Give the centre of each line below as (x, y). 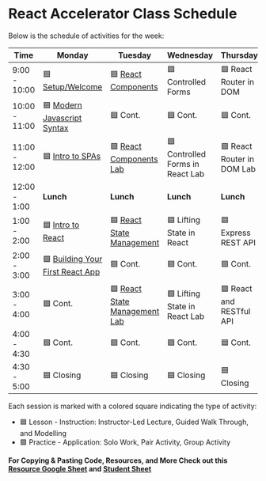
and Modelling (43, 433)
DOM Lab (238, 169)
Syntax (55, 127)
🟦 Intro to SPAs (72, 156)
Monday (72, 55)
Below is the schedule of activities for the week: (86, 36)
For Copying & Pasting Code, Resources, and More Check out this (118, 460)
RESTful (236, 311)
